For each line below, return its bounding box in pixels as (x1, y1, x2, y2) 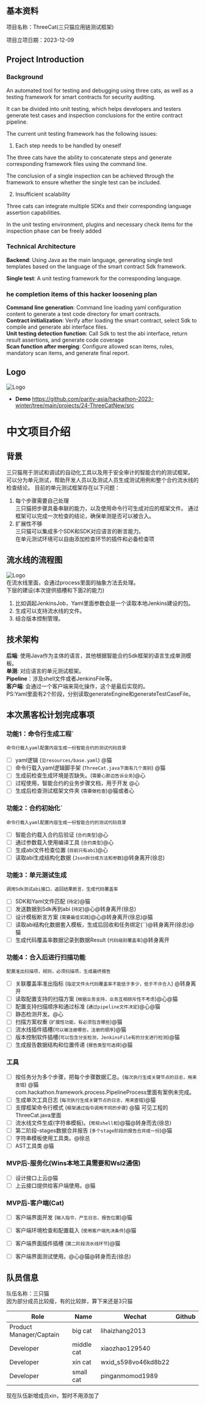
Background (6, 73, 44, 81)
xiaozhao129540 (100, 1344, 151, 1352)
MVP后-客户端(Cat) (6, 1199, 65, 1207)
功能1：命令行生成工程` (6, 729, 74, 738)
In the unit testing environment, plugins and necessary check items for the (6, 220, 193, 228)
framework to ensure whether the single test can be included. (6, 178, 162, 185)
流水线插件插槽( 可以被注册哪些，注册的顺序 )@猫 (15, 1026, 127, 1033)
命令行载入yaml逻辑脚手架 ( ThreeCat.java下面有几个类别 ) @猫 (15, 764, 166, 771)
